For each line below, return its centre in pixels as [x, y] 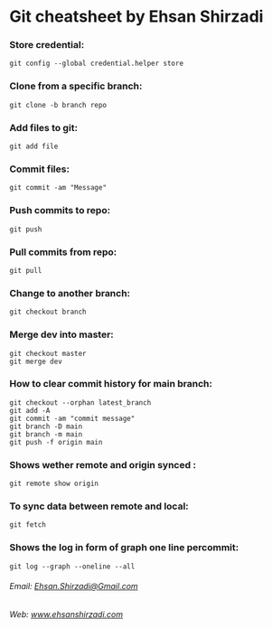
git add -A [30, 410]
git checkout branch [48, 312]
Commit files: [40, 169]
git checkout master [48, 353]
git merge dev [36, 361]
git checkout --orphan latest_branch [80, 403]
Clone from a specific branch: [76, 86]
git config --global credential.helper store [96, 64]
